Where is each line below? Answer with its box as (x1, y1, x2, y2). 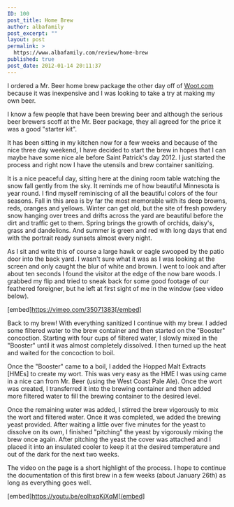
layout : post (7, 36, 45, 43)
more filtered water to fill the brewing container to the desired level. (7, 392, 201, 400)
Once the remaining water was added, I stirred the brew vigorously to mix (7, 405, 219, 413)
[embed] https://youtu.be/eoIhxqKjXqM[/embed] (7, 492, 145, 500)
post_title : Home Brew (7, 17, 73, 24)
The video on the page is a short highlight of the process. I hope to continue (7, 463, 226, 472)
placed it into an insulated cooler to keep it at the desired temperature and (7, 442, 221, 451)
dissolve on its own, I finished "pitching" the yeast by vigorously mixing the (7, 427, 224, 436)
